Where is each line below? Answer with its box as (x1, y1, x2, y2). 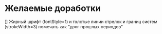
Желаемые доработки (4, 3, 101, 14)
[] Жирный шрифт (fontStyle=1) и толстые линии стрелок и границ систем (4, 19, 158, 24)
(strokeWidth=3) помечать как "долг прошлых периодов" (4, 23, 123, 29)
